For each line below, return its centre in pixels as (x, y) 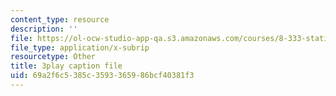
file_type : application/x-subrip (80, 47)
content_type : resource (60, 19)
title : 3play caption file (66, 66)
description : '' (44, 29)
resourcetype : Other (53, 57)
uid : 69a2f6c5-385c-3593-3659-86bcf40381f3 (102, 76)
